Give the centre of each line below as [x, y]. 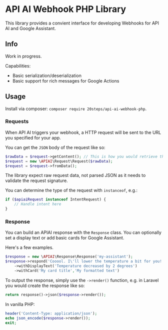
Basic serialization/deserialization [47, 75]
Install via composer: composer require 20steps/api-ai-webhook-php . [76, 108]
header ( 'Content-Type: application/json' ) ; [51, 313]
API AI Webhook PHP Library [66, 9]
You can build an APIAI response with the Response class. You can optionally [83, 232]
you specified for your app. [33, 137]
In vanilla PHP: [20, 304]
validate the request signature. [37, 180]
